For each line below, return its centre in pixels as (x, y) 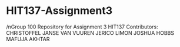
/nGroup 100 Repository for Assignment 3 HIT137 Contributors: (82, 27)
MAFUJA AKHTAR (28, 39)
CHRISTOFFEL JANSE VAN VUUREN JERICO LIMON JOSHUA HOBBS (90, 32)
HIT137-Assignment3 (59, 11)
